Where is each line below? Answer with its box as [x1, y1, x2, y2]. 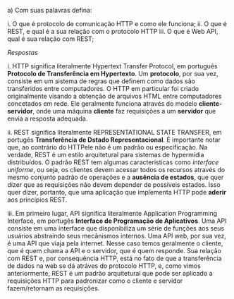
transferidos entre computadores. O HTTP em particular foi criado [7, 85, 199, 92]
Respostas [7, 49, 39, 56]
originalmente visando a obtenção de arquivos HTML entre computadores [7, 92, 222, 100]
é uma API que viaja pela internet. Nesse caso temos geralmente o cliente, [7, 239, 223, 248]
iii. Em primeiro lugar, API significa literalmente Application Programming [7, 209, 217, 217]
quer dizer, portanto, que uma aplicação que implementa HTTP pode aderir [7, 188, 227, 196]
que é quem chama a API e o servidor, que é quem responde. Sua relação [7, 247, 222, 255]
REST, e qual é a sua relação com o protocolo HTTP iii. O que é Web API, [7, 28, 218, 35]
